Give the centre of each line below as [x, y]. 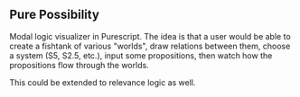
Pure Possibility [54, 15]
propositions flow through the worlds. [79, 65]
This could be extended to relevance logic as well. [103, 82]
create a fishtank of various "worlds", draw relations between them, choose [150, 46]
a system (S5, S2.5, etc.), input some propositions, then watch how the [141, 55]
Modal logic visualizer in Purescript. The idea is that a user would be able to [150, 36]
